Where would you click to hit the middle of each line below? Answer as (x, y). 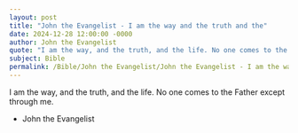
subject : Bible (37, 59)
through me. (31, 101)
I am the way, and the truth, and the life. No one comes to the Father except (147, 92)
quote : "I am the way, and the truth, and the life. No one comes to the (149, 51)
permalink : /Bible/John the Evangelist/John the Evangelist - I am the (144, 67)
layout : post (33, 17)
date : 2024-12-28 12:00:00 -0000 (71, 34)
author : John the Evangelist (63, 42)
